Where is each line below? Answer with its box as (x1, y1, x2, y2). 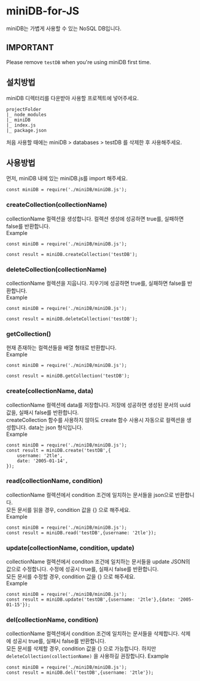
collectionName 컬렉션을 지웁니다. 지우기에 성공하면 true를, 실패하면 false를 (6, 279, 186, 287)
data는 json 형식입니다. (28, 424, 84, 431)
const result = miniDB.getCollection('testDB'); (6, 373, 130, 379)
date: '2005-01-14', (17, 457, 68, 464)
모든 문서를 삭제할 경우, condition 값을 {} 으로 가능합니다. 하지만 (6, 645, 157, 652)
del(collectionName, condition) (6, 616, 99, 624)
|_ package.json (6, 127, 47, 133)
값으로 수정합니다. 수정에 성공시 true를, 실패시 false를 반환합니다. (6, 565, 159, 573)
